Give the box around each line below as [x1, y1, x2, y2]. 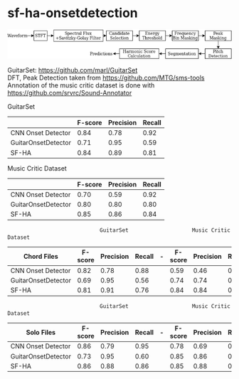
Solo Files [26, 328, 55, 336]
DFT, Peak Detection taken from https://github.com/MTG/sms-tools [7, 73, 205, 82]
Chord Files [23, 252, 58, 260]
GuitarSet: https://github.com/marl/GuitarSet [7, 66, 138, 75]
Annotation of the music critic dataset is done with [7, 81, 155, 90]
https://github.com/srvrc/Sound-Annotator [7, 89, 132, 97]
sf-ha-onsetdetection [7, 5, 138, 21]
